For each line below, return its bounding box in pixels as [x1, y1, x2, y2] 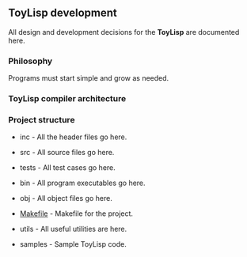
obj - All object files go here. [19, 194, 112, 203]
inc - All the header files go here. [19, 132, 127, 142]
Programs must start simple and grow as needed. [8, 74, 169, 83]
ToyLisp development [8, 6, 117, 20]
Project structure [8, 114, 75, 125]
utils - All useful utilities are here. [19, 225, 127, 234]
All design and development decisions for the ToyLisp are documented [8, 27, 240, 36]
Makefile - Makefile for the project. [19, 209, 133, 218]
